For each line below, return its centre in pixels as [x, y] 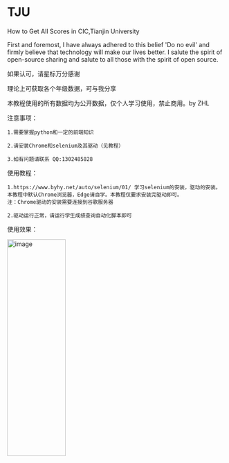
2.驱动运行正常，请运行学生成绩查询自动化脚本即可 [70, 216]
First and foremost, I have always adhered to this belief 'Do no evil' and [108, 44]
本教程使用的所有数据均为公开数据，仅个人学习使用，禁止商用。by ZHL [108, 103]
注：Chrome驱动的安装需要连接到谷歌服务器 [61, 202]
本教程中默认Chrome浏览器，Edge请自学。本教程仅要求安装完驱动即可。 [95, 195]
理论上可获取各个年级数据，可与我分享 [62, 88]
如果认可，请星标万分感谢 [44, 73]
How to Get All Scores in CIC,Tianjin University [73, 31]
